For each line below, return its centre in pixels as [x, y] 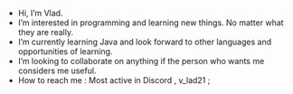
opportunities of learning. [65, 52]
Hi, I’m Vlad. [40, 13]
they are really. [46, 32]
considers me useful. [57, 70]
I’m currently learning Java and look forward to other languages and [145, 42]
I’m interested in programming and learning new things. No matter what [151, 23]
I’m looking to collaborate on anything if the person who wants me [141, 61]
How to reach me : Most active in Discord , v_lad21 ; [114, 80]
